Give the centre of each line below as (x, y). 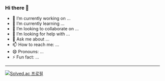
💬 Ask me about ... (31, 39)
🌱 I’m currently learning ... (38, 23)
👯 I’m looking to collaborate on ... (45, 29)
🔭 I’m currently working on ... (41, 19)
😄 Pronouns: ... (28, 52)
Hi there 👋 (17, 8)
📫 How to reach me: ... (36, 45)
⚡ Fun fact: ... (26, 57)
